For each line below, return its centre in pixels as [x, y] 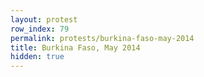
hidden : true [37, 57]
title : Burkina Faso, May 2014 [75, 47]
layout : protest [44, 19]
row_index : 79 [40, 29]
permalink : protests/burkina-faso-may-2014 [102, 38]
